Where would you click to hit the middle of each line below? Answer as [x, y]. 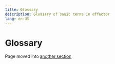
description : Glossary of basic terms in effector [57, 14]
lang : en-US [17, 19]
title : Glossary [21, 10]
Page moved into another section [38, 56]
